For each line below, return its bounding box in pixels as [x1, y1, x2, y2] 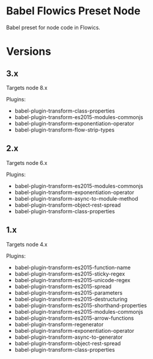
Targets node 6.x [6, 159, 47, 166]
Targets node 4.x [6, 241, 48, 248]
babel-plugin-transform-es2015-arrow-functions [14, 314, 135, 321]
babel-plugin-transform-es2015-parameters [14, 289, 123, 296]
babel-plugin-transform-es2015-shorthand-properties [14, 302, 147, 309]
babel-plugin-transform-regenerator [14, 320, 104, 328]
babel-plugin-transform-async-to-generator [14, 333, 123, 341]
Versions [6, 45, 52, 58]
